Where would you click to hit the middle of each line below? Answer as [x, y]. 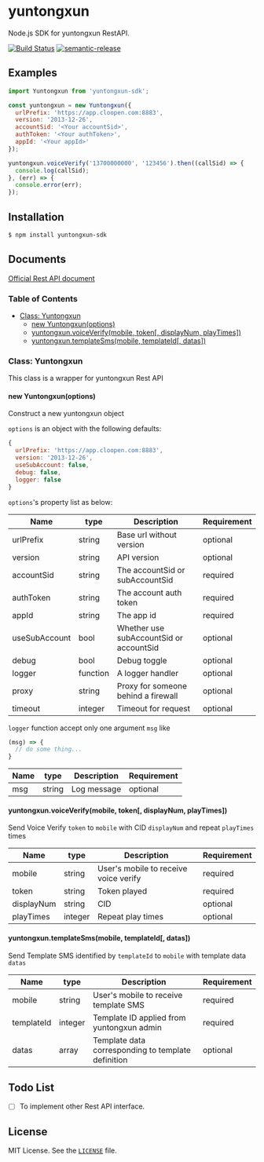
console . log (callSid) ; [52, 170]
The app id [137, 615]
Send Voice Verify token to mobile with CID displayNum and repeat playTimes [131, 828]
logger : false [38, 480]
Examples [33, 73]
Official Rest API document [52, 278]
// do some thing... [49, 749]
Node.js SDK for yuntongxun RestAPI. [69, 33]
